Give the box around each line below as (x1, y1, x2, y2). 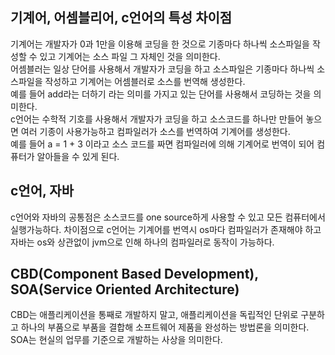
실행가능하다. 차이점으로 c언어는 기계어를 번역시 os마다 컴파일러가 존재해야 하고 (10, 223, 322, 235)
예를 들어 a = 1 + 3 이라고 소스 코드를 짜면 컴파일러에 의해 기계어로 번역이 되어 (10, 138, 315, 150)
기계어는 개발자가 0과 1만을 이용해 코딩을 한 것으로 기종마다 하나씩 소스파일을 (10, 38, 310, 50)
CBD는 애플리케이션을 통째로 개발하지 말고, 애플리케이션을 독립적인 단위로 (10, 309, 299, 321)
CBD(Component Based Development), (10, 266, 259, 283)
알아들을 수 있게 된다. (36, 150, 120, 162)
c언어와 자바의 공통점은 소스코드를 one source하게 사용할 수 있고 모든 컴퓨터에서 (10, 211, 326, 223)
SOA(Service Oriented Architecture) (10, 281, 240, 298)
